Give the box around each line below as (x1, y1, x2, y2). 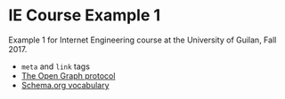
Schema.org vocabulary (20, 80, 110, 90)
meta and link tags (20, 61, 91, 72)
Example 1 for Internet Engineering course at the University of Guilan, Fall (8, 34, 277, 45)
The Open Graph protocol (20, 70, 116, 80)
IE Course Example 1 (8, 5, 161, 26)
